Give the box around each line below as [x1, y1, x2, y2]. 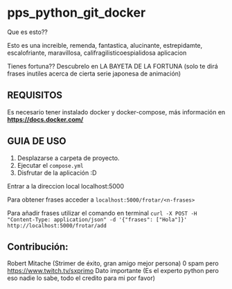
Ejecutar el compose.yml [17, 161, 84, 169]
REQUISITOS [7, 89, 63, 101]
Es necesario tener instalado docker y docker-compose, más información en [7, 107, 226, 116]
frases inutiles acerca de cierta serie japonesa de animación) [7, 69, 181, 78]
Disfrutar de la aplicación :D [17, 168, 97, 177]
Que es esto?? [7, 28, 48, 36]
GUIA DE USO [7, 135, 66, 147]
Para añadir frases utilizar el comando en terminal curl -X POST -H [7, 209, 197, 217]
